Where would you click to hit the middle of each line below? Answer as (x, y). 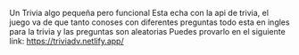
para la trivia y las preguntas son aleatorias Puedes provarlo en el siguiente (147, 31)
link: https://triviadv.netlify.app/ (66, 41)
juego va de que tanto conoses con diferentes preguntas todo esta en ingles (149, 22)
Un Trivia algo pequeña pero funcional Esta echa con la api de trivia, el (139, 13)
